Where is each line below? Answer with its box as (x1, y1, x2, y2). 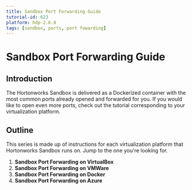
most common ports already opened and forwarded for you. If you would (6, 95, 183, 103)
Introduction (6, 74, 53, 84)
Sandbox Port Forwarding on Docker (14, 171, 106, 178)
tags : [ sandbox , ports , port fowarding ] (6, 25, 107, 31)
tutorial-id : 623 (6, 14, 49, 20)
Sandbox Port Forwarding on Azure (14, 177, 103, 184)
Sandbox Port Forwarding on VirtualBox (14, 158, 114, 165)
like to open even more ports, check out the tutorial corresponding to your (6, 102, 185, 109)
